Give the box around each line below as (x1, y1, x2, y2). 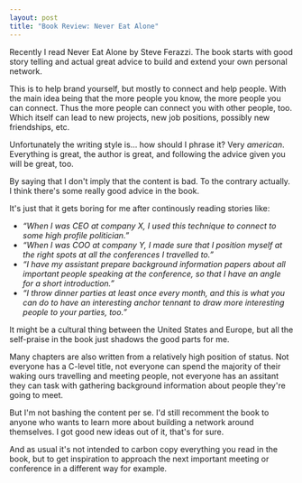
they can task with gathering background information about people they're (9, 380, 286, 391)
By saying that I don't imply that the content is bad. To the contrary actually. (9, 175, 291, 186)
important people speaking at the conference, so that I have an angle (22, 268, 281, 279)
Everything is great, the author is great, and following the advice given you (9, 148, 286, 159)
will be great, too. (9, 158, 74, 169)
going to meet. (9, 389, 64, 400)
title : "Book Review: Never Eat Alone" (9, 22, 160, 31)
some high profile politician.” (22, 229, 130, 240)
